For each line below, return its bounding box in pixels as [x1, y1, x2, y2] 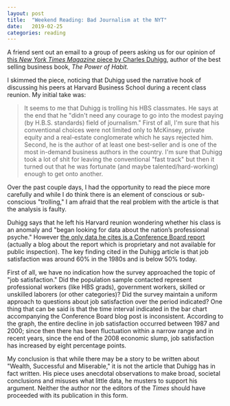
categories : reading [7, 29, 67, 36]
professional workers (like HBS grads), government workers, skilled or [7, 283, 206, 291]
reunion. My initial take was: [7, 91, 87, 99]
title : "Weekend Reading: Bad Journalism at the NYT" [7, 17, 168, 23]
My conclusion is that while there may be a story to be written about [7, 355, 200, 363]
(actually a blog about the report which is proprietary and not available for [7, 240, 216, 248]
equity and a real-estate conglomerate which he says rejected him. [23, 133, 214, 142]
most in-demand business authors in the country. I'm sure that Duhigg [23, 148, 223, 156]
